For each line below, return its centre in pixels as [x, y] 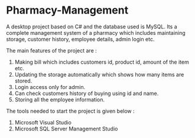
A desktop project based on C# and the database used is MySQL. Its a [92, 27]
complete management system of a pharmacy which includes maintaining [96, 32]
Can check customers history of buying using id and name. [87, 93]
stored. [23, 81]
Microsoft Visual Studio [43, 122]
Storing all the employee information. [60, 99]
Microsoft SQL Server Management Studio [66, 129]
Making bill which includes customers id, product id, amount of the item [102, 62]
